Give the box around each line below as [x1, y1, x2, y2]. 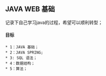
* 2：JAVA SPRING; [5, 50, 44, 55]
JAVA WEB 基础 [5, 5, 55, 14]
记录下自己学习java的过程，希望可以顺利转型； [5, 19, 103, 26]
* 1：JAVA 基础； [5, 45, 39, 50]
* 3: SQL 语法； [5, 56, 38, 61]
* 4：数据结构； [5, 61, 35, 66]
